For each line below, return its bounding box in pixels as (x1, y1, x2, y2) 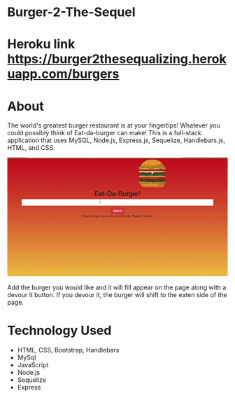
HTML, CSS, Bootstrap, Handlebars (17, 346, 120, 355)
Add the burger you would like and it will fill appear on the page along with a (7, 283, 227, 291)
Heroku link (7, 36, 76, 53)
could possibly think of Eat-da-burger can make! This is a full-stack (7, 129, 201, 137)
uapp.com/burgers (7, 66, 120, 82)
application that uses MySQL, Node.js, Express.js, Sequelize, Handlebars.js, (7, 136, 226, 144)
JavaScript (17, 361, 49, 369)
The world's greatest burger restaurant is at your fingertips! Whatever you (7, 121, 220, 130)
